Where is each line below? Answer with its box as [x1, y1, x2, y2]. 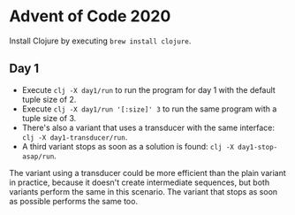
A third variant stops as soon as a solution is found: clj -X [21, 141, 234, 151]
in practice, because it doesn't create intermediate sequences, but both [9, 177, 270, 188]
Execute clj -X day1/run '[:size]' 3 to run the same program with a [21, 104, 277, 114]
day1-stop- [238, 142, 278, 151]
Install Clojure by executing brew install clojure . [9, 35, 192, 46]
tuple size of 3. [21, 112, 77, 123]
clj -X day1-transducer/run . [21, 131, 128, 142]
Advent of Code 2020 [9, 6, 171, 27]
